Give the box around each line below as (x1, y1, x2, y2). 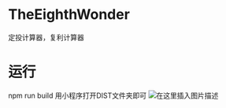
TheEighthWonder (8, 6, 130, 24)
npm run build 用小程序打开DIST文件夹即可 (8, 91, 147, 100)
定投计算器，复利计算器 (8, 32, 84, 42)
